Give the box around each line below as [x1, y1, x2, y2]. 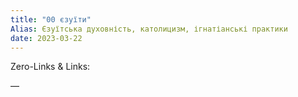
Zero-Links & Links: [10, 61, 91, 73]
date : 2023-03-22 [10, 33, 83, 43]
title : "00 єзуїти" [10, 14, 92, 25]
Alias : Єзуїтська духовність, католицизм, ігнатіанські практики [10, 24, 288, 34]
